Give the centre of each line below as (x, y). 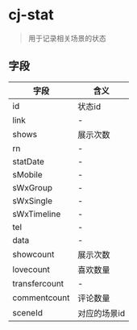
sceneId (27, 312)
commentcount (41, 298)
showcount (33, 254)
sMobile (27, 174)
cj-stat (31, 15)
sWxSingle (33, 201)
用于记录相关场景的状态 (67, 38)
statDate (28, 161)
